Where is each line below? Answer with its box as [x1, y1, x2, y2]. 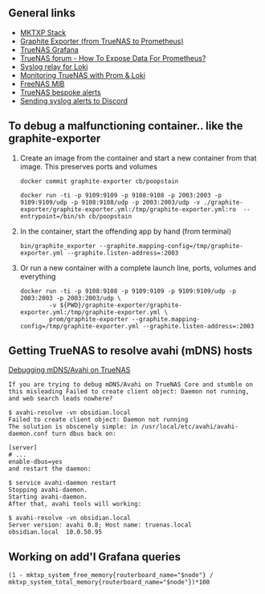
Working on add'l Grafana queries [8, 550, 181, 563]
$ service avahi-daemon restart [8, 479, 116, 487]
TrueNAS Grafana [19, 44, 79, 55]
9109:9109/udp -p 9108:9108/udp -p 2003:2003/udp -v [19, 198, 201, 206]
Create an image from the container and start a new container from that [19, 153, 257, 163]
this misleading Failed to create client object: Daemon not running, [8, 388, 250, 396]
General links [8, 6, 76, 20]
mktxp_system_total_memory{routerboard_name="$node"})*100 [8, 578, 210, 587]
